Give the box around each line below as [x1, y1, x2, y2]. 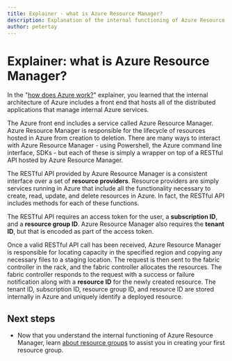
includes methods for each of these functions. [7, 199, 140, 207]
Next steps [7, 312, 56, 324]
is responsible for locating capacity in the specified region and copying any [7, 248, 223, 257]
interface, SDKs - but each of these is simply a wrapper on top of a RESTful [7, 149, 224, 157]
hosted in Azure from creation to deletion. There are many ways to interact [7, 134, 221, 143]
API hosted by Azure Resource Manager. [7, 156, 124, 164]
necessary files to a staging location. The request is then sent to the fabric [7, 255, 220, 264]
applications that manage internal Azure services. [7, 106, 149, 114]
